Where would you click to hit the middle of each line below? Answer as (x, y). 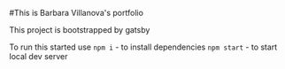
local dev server (39, 56)
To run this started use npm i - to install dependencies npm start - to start (143, 47)
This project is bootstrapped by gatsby (80, 30)
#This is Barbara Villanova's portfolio (77, 13)
